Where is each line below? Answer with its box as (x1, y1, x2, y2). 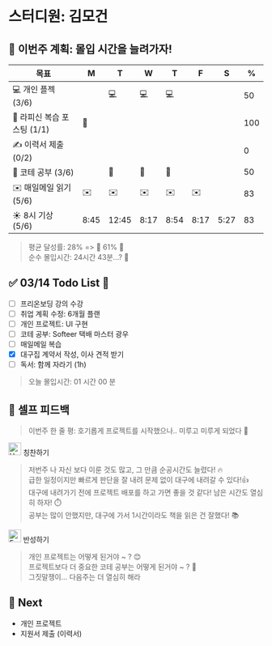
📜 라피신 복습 (12, 112, 60, 122)
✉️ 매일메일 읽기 (12, 182, 71, 193)
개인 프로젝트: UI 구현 (19, 319, 88, 329)
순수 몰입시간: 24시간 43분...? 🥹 (28, 253, 130, 261)
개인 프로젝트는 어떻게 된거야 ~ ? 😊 (28, 552, 142, 562)
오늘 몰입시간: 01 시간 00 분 (28, 377, 116, 387)
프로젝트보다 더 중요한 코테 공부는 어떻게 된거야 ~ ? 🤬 (28, 562, 197, 572)
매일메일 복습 (19, 339, 62, 349)
